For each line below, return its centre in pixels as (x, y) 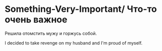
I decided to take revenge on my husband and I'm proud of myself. (74, 43)
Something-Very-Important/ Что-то (81, 9)
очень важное (36, 20)
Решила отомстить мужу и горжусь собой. (51, 33)
